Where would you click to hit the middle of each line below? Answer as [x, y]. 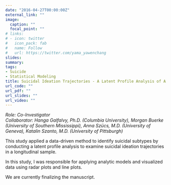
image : [12, 19]
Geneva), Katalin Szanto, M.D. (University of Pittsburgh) [64, 131]
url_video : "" [20, 100]
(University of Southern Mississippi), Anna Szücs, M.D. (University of [78, 126]
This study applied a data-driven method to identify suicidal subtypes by [82, 141]
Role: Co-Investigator [28, 115]
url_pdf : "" [18, 91]
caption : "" [23, 24]
